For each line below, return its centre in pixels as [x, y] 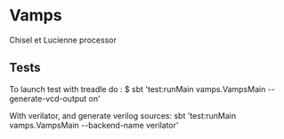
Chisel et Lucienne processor [63, 40]
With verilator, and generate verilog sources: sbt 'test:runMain [123, 115]
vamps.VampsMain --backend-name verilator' [94, 125]
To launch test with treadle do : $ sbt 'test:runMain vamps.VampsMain [138, 89]
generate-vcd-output [48, 98]
